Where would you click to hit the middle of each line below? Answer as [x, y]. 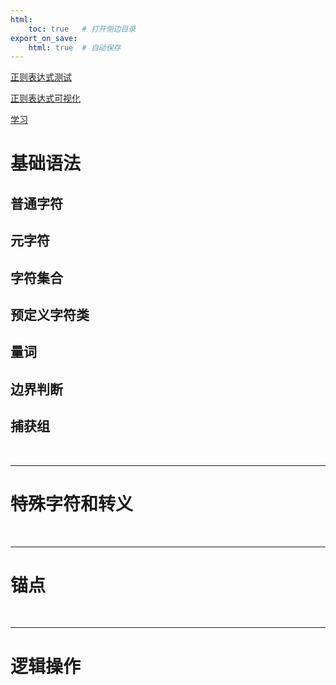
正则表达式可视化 [45, 98]
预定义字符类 [50, 315]
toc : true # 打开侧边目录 [82, 29]
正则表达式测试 [41, 77]
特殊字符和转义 [72, 503]
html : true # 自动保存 [75, 47]
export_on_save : [44, 38]
